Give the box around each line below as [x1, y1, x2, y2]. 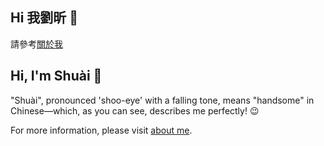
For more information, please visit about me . [10, 124, 193, 136]
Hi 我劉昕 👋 [10, 9, 79, 27]
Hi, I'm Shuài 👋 [10, 68, 103, 85]
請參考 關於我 [10, 38, 63, 50]
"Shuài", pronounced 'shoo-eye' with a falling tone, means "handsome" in [10, 94, 315, 106]
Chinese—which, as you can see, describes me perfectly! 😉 [10, 104, 260, 117]
